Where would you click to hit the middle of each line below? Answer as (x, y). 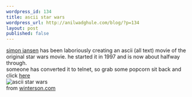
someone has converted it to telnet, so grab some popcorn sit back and (94, 69)
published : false (28, 34)
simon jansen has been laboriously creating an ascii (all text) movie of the (96, 50)
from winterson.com (31, 88)
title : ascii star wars (36, 17)
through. (17, 63)
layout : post (22, 28)
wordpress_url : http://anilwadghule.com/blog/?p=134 (73, 22)
